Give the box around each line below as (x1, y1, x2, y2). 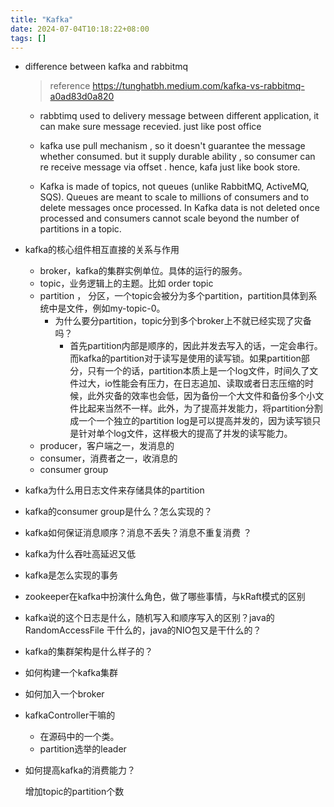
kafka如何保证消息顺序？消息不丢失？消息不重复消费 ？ (24, 527, 253, 539)
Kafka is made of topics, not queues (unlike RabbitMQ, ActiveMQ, (39, 181, 310, 193)
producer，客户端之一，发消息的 (39, 440, 175, 452)
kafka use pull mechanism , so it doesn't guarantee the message (39, 140, 306, 152)
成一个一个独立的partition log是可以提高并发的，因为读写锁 (69, 415, 313, 427)
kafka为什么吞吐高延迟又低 (24, 548, 137, 560)
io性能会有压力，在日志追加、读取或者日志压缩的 (104, 377, 305, 390)
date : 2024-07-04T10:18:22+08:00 (10, 24, 150, 34)
